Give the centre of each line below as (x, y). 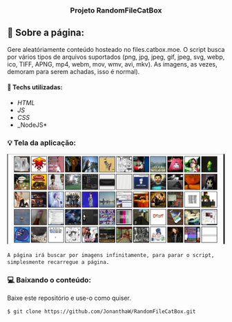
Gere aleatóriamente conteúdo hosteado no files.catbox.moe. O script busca (116, 49)
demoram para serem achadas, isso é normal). (74, 71)
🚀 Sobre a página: (46, 33)
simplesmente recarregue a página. (58, 262)
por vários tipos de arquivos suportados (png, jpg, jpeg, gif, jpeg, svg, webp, (116, 57)
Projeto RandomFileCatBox (116, 10)
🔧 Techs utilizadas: (35, 87)
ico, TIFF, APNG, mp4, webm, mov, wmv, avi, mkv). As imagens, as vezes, (112, 64)
